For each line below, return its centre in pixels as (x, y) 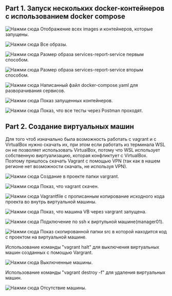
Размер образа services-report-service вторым (92, 69)
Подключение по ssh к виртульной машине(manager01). (102, 221)
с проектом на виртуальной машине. (46, 237)
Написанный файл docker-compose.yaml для (89, 85)
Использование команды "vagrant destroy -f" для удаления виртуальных (85, 272)
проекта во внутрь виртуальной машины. (51, 201)
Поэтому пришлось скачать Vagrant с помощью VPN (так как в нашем (83, 161)
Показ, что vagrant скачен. (70, 186)
